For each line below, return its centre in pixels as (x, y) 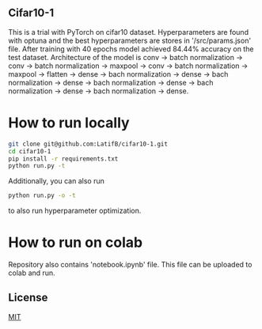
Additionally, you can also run (56, 181)
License (28, 298)
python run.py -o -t (42, 196)
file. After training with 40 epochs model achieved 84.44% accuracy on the (131, 49)
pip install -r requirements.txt (63, 159)
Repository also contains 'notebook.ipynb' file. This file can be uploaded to (130, 265)
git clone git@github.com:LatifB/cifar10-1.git (88, 144)
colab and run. (32, 273)
